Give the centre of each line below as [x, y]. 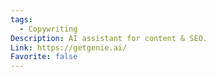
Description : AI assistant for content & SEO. [109, 38]
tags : [21, 19]
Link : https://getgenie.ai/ [69, 47]
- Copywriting [48, 29]
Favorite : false [44, 57]
